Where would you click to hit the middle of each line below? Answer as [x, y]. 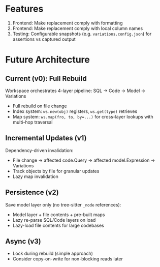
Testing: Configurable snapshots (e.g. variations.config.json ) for [82, 34]
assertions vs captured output [44, 39]
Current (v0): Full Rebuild [46, 79]
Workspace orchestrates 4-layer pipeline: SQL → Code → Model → [75, 91]
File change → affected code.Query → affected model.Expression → [84, 160]
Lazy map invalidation [35, 176]
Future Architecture [47, 60]
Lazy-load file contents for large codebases [58, 225]
